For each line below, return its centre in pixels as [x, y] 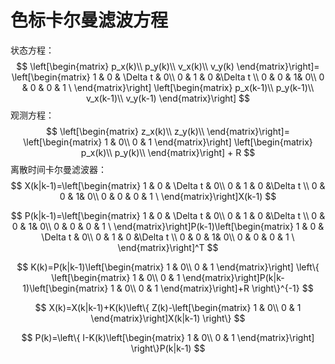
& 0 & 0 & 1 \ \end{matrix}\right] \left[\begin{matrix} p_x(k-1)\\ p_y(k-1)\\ [168, 87]
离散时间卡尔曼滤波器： [58, 169]
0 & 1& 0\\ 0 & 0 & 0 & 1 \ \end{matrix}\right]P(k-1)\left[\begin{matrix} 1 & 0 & [168, 226]
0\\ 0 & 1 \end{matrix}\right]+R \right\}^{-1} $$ [219, 288]
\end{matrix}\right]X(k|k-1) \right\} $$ [168, 318]
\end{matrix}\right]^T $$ [168, 247]
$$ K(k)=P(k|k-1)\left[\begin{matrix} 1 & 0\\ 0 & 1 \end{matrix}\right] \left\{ [168, 267]
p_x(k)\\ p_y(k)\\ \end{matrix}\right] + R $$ [168, 152]
